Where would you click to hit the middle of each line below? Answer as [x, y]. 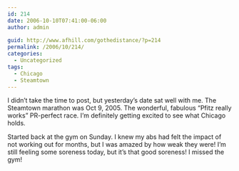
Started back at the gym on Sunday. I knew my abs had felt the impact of [115, 137]
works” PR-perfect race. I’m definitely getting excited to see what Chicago [117, 115]
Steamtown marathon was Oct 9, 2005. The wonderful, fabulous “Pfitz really [119, 108]
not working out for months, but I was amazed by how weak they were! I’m [117, 145]
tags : [15, 67]
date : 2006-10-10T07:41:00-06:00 [57, 21]
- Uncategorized [38, 61]
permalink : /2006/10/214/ [46, 47]
